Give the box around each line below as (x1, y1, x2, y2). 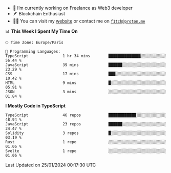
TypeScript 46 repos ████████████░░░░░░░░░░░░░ (5, 113, 166, 118)
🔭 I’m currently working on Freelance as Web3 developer (12, 5, 133, 11)
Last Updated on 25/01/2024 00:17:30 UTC (5, 162, 96, 168)
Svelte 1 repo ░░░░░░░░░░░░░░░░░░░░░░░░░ (5, 148, 166, 154)
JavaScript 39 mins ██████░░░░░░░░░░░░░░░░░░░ (5, 62, 166, 68)
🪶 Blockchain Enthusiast (12, 11, 66, 16)
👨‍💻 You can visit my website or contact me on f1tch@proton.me (12, 18, 145, 24)
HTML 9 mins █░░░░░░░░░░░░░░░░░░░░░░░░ (5, 80, 166, 85)
